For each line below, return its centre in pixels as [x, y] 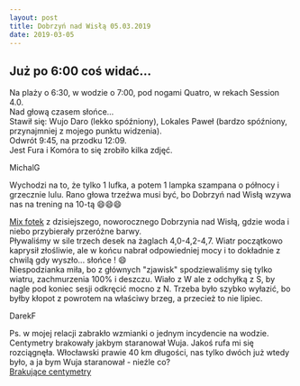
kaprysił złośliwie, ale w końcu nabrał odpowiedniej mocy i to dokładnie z [145, 251]
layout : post [34, 18]
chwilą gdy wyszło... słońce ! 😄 [68, 260]
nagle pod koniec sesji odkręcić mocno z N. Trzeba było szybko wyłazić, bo [150, 289]
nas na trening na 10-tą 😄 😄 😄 [66, 205]
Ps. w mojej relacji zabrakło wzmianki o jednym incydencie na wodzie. [139, 334]
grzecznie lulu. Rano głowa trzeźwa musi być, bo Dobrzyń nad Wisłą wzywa [150, 195]
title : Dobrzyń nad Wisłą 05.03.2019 [80, 26]
